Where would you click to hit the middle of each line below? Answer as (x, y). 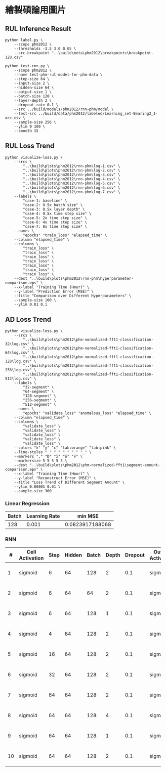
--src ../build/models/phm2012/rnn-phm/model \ (64, 109)
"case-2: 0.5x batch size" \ (53, 205)
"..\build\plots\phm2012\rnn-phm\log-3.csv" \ (72, 174)
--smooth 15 (26, 131)
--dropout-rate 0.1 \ (36, 105)
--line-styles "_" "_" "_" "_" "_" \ (53, 452)
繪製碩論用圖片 (36, 10)
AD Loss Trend (28, 320)
